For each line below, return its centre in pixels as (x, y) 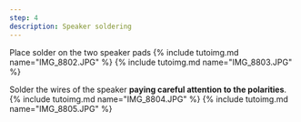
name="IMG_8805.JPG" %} (61, 108)
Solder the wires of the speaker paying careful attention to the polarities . (148, 89)
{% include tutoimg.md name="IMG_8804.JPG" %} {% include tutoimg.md (149, 99)
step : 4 (24, 18)
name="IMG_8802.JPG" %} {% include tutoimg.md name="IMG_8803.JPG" (151, 62)
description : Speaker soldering (70, 26)
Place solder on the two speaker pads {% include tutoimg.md (124, 52)
